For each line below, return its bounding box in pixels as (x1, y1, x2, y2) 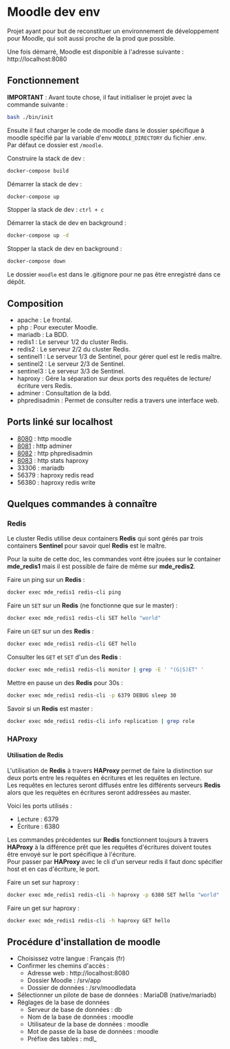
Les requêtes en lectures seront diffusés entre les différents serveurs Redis (7, 781, 221, 789)
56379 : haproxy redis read (16, 471, 94, 479)
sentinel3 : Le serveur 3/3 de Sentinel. (16, 367, 126, 375)
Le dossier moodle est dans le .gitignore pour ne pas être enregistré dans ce (7, 270, 221, 279)
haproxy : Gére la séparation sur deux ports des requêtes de (16, 374, 188, 382)
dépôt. (7, 278, 26, 286)
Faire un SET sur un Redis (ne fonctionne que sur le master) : (7, 601, 179, 609)
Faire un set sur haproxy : (7, 878, 80, 886)
